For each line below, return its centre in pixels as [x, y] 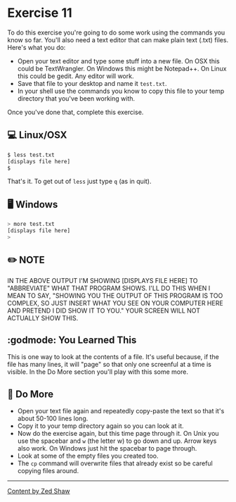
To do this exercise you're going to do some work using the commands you [116, 32]
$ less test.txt [31, 155]
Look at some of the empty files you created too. [88, 456]
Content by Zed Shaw [39, 491]
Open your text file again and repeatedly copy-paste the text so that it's [121, 411]
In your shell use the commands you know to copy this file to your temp [121, 91]
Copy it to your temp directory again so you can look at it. [100, 426]
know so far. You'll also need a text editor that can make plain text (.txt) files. [118, 39]
